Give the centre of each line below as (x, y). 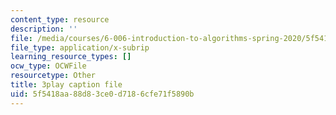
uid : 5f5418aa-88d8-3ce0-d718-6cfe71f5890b (102, 94)
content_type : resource (60, 19)
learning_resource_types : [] (71, 57)
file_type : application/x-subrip (80, 47)
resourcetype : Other (53, 76)
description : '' (44, 29)
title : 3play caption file (66, 85)
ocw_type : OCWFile (48, 66)
